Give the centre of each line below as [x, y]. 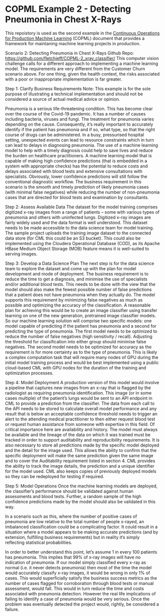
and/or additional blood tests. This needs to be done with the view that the [80, 284]
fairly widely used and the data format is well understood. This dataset [76, 223]
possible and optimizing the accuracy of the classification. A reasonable [78, 305]
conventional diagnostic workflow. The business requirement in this [73, 182]
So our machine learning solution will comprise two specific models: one [79, 321]
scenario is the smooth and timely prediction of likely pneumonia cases [77, 187]
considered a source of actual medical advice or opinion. [63, 99]
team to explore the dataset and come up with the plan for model [71, 268]
